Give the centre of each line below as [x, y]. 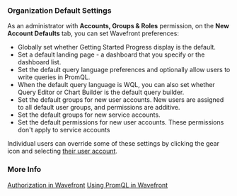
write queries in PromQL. [54, 77]
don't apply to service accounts [64, 130]
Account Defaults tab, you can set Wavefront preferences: [93, 33]
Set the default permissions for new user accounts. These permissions [121, 122]
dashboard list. [39, 62]
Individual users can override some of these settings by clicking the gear [113, 144]
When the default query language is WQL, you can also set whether [116, 85]
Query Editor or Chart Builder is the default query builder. [101, 92]
